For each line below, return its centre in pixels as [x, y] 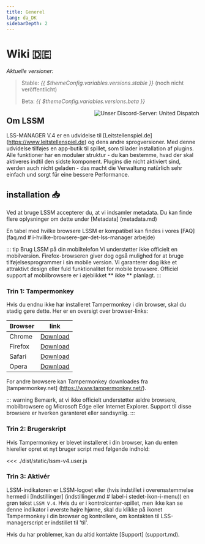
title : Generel [26, 12]
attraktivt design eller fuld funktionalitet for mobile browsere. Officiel [92, 269]
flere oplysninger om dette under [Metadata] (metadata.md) [82, 219]
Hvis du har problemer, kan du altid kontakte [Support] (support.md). [93, 534]
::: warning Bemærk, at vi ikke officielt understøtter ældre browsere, [92, 400]
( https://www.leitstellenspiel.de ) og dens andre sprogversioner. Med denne [101, 142]
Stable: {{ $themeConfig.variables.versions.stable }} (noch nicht [102, 83]
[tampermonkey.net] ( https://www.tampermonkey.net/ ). [76, 388]
